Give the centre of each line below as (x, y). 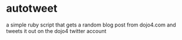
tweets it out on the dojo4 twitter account (56, 31)
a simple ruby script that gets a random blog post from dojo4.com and (91, 25)
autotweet (32, 9)
